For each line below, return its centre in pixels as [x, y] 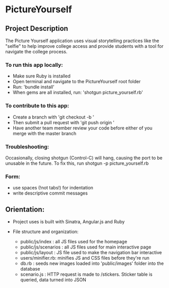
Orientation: [25, 209]
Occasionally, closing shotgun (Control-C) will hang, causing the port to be [84, 158]
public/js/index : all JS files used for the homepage [74, 242]
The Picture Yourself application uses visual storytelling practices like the [82, 41]
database [30, 269]
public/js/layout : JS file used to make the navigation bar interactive [91, 252]
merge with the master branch [44, 133]
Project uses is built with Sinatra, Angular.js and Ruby [69, 222]
